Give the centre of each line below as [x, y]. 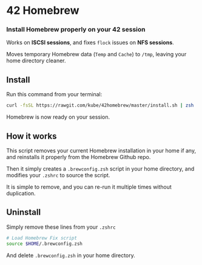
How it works [32, 136]
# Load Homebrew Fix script [42, 238]
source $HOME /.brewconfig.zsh [45, 244]
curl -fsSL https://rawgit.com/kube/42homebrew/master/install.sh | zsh [100, 106]
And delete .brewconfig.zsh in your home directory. [71, 255]
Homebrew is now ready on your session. [58, 117]
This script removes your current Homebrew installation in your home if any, [101, 150]
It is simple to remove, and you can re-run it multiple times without [89, 187]
